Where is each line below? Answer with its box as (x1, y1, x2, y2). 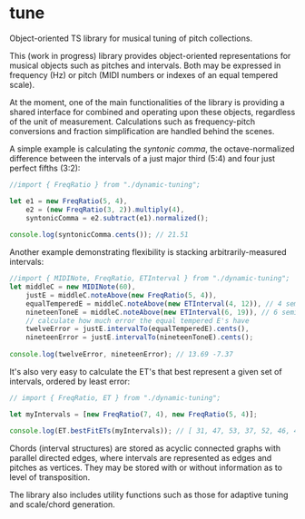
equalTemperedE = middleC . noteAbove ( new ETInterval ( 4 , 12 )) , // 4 (25, 299, 282, 308)
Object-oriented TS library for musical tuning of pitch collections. (9, 33, 252, 44)
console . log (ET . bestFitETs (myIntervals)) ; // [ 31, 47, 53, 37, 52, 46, (9, 426, 290, 436)
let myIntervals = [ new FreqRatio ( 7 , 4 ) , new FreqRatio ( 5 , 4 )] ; (9, 409, 258, 419)
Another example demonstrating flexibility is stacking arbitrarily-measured (9, 247, 288, 258)
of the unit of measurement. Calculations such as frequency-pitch (9, 116, 256, 127)
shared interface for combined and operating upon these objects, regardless (9, 106, 296, 117)
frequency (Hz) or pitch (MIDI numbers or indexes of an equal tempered (9, 69, 279, 80)
